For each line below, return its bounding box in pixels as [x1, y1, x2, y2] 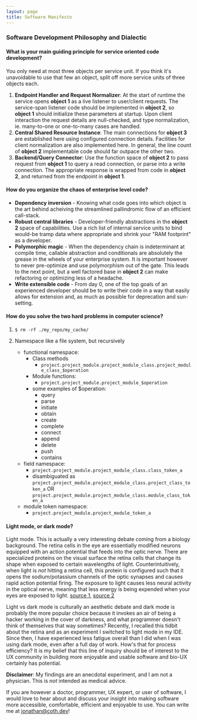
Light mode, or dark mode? [6, 522, 74, 530]
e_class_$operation [41, 367, 89, 374]
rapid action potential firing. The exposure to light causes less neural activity [6, 579, 192, 586]
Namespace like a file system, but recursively [14, 337, 125, 344]
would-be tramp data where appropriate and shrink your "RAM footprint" [14, 230, 191, 237]
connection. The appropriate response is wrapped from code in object [14, 166, 186, 174]
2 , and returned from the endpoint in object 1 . [14, 172, 125, 180]
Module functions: [32, 373, 76, 380]
